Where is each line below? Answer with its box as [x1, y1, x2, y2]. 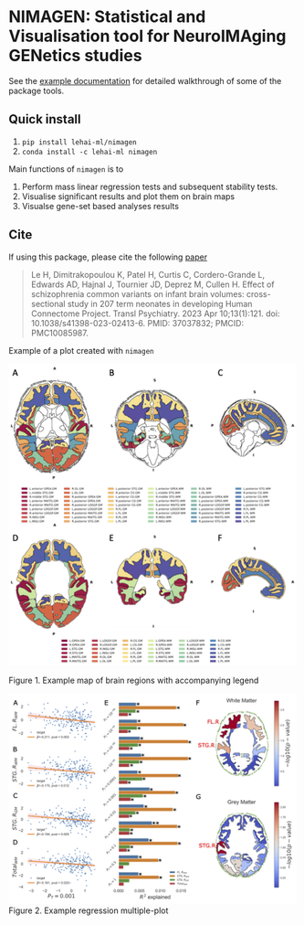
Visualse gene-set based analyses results [21, 200, 180, 211]
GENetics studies [8, 46, 142, 66]
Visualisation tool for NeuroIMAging [8, 26, 287, 47]
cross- [246, 288, 271, 299]
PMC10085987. [30, 327, 89, 338]
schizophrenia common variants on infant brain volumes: [30, 288, 245, 299]
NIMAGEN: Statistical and [8, 6, 206, 27]
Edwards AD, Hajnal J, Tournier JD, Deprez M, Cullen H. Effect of [30, 279, 275, 290]
